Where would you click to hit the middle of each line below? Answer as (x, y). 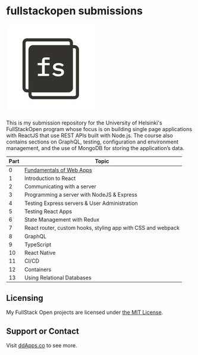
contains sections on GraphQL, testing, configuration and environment (92, 142)
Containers (38, 269)
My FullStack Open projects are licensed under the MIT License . (85, 312)
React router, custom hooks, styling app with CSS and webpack (102, 228)
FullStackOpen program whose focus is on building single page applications (99, 129)
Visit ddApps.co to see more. (42, 345)
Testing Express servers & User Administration (81, 203)
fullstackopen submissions (74, 11)
